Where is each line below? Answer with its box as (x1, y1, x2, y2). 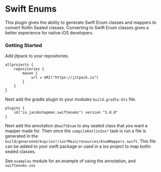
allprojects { (5, 62, 34, 68)
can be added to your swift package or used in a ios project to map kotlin (5, 143, 151, 149)
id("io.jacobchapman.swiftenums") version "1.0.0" (14, 110, 118, 115)
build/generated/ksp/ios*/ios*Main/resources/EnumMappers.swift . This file (5, 138, 156, 144)
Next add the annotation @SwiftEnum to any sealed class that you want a (5, 123, 148, 129)
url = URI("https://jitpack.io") (31, 75, 98, 80)
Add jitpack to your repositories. (5, 53, 69, 59)
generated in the (5, 133, 38, 139)
